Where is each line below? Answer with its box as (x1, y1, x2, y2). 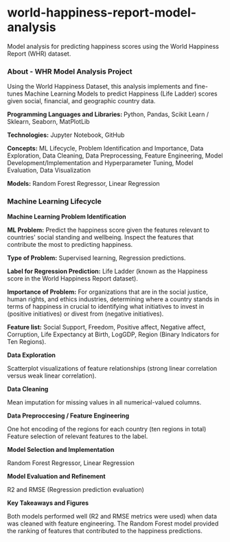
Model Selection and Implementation (7, 445, 115, 453)
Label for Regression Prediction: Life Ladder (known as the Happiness (7, 267, 208, 275)
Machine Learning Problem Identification (7, 212, 127, 221)
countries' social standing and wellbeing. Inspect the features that (7, 232, 194, 241)
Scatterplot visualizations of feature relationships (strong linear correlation (7, 364, 218, 372)
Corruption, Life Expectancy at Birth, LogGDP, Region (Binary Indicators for (7, 330, 220, 338)
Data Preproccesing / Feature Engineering (7, 411, 130, 420)
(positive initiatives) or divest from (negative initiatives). (7, 310, 164, 318)
